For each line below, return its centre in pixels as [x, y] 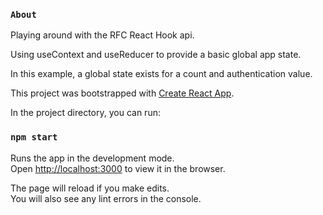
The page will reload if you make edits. [90, 188]
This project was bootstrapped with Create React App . [122, 93]
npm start [34, 137]
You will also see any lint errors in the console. [106, 198]
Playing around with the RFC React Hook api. [102, 35]
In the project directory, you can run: [85, 113]
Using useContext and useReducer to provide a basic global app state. [156, 55]
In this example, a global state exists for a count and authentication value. [161, 74]
